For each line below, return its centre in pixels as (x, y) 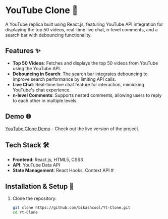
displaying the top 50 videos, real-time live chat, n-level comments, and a (81, 29)
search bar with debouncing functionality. (48, 35)
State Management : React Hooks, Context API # (63, 171)
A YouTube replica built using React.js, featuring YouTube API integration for (84, 24)
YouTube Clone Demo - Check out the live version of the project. (72, 129)
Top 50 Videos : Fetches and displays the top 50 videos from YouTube (85, 63)
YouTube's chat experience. (41, 90)
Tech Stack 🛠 (27, 145)
